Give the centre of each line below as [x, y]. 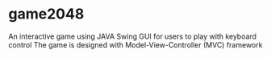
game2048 [46, 14]
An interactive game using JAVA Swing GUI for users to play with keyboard [132, 36]
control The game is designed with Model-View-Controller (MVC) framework [135, 44]
